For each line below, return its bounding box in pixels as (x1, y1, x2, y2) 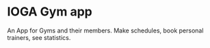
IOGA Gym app (7, 4, 92, 20)
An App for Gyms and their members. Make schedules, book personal (7, 26, 204, 34)
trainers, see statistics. (7, 33, 71, 41)
